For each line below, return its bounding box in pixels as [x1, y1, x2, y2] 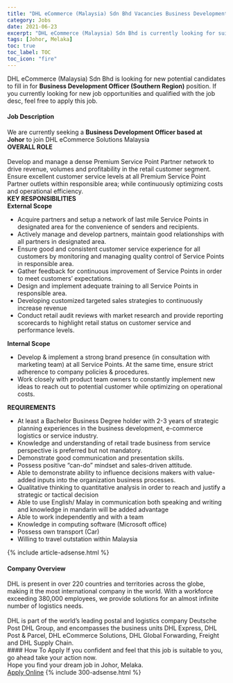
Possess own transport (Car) [17, 527, 100, 536]
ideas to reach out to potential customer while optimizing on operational [17, 382, 223, 390]
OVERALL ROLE [7, 142, 53, 151]
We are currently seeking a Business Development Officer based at [7, 128, 202, 136]
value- [196, 468, 216, 477]
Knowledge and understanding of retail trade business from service [17, 438, 211, 447]
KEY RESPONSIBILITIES [7, 194, 76, 202]
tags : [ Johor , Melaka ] [7, 36, 73, 43]
